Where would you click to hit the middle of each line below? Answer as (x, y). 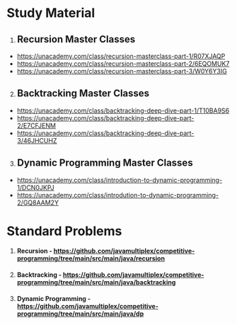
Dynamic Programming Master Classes (105, 163)
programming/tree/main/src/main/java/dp (80, 314)
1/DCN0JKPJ (35, 187)
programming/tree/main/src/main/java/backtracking (96, 282)
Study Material (51, 13)
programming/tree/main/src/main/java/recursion (91, 258)
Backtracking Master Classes (83, 93)
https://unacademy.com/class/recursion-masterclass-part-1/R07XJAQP (121, 56)
